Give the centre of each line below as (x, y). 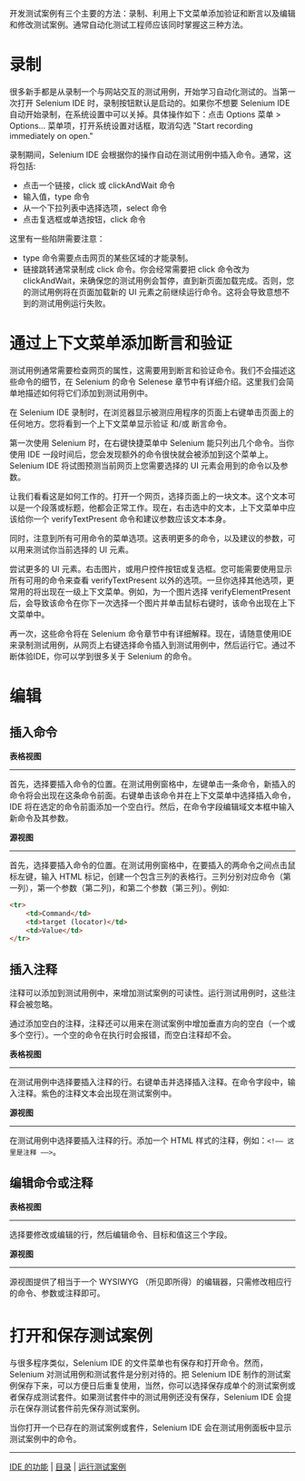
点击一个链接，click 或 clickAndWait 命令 (98, 185)
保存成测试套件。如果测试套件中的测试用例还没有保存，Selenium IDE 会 (150, 1397)
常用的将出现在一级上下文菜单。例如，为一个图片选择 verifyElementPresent (150, 591)
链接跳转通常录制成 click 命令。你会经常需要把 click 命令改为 (136, 269)
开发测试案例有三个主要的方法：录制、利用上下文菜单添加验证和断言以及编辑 (152, 13)
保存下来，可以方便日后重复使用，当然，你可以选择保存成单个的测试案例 (152, 1385)
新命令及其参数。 (41, 818)
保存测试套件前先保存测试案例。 (85, 1408)
